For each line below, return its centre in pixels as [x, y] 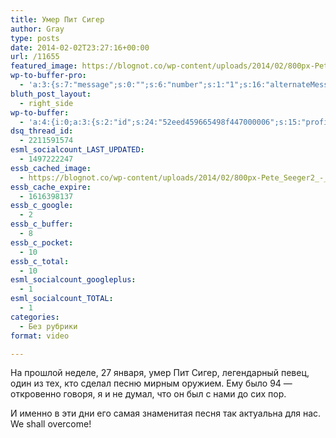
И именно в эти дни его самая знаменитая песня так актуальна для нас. [166, 413]
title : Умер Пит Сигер [57, 19]
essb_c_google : [42, 206]
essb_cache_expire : [51, 187]
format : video [40, 336]
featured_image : [44, 66]
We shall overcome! [51, 424]
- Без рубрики [48, 326]
